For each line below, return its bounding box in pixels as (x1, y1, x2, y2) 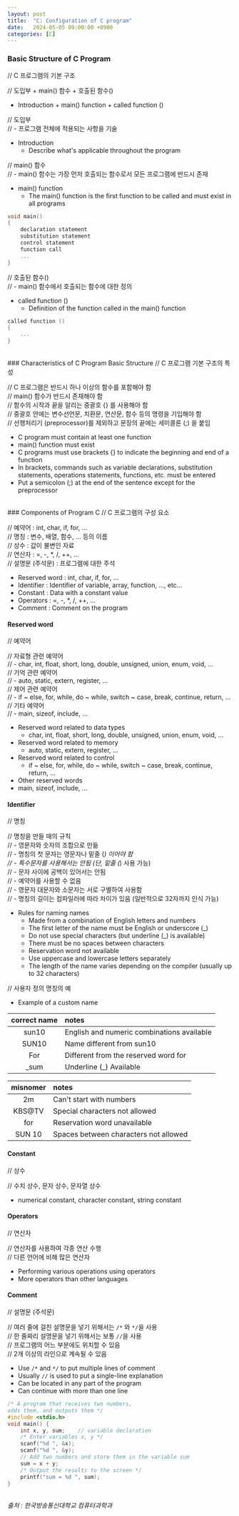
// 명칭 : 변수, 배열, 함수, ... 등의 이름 (7, 532, 108, 541)
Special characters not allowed (53, 1107, 157, 1116)
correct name (11, 1015, 59, 1025)
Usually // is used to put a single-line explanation (17, 1371, 163, 1380)
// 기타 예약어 (7, 701, 45, 710)
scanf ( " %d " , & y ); (20, 1447, 75, 1454)
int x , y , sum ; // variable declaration (20, 1427, 152, 1434)
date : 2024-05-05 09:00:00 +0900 (7, 24, 113, 31)
